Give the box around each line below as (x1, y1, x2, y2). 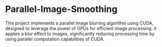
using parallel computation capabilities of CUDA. (5, 36, 105, 42)
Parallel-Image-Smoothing (5, 3, 118, 15)
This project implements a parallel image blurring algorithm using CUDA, (5, 20, 154, 26)
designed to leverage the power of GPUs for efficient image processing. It (5, 25, 157, 31)
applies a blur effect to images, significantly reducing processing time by (5, 30, 155, 36)
